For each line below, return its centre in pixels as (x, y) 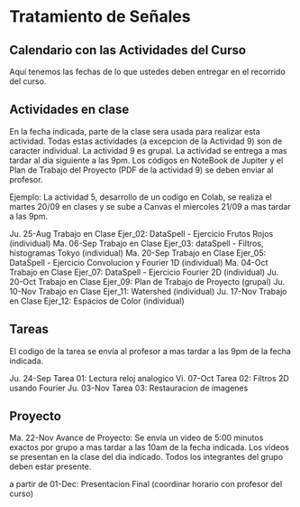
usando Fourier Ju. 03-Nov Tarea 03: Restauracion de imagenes (129, 388)
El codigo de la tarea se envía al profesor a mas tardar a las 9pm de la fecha (150, 351)
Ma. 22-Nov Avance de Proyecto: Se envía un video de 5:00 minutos (136, 438)
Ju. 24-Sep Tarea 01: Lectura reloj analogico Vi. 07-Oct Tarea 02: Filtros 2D (150, 378)
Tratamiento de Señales (100, 17)
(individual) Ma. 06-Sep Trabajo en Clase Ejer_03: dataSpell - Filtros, (136, 243)
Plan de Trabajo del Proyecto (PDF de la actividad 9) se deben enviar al (141, 170)
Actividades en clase (69, 110)
